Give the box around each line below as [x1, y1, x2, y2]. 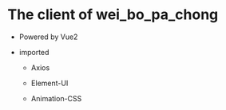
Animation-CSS [30, 93, 82, 103]
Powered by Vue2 [18, 32, 78, 41]
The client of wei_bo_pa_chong [7, 6, 219, 24]
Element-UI [30, 78, 69, 88]
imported [18, 47, 50, 57]
